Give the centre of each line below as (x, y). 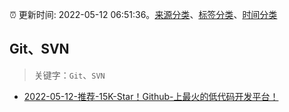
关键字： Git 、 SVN (69, 75)
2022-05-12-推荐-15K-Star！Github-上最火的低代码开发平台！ (151, 96)
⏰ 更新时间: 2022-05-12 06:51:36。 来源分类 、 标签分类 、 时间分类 (143, 14)
